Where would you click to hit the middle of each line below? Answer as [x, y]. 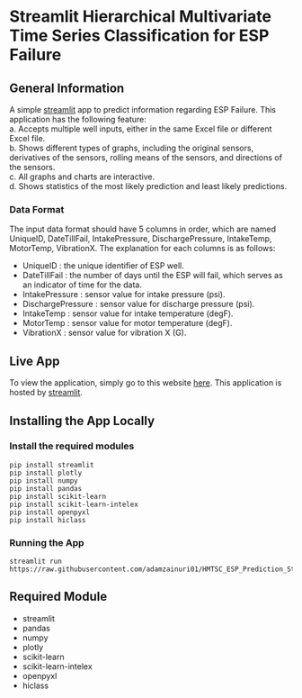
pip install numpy [44, 480]
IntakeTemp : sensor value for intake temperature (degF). [128, 313]
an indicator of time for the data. [82, 285]
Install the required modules [72, 446]
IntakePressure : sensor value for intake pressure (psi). [124, 295]
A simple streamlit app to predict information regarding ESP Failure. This [143, 109]
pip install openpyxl [50, 512]
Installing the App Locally [82, 421]
